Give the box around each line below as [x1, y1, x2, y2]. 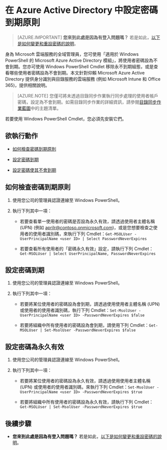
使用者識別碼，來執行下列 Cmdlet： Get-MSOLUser [33, 231, 133, 237]
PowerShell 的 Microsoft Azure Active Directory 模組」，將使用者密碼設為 [5, 57, 154, 63]
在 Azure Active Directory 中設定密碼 [5, 4, 158, 16]
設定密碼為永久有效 [5, 343, 64, 351]
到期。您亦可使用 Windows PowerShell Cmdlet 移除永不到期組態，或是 [9, 63, 154, 70]
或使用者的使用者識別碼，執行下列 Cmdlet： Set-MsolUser [19, 307, 137, 313]
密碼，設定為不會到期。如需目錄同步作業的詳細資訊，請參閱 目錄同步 [17, 99, 157, 105]
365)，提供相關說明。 [5, 82, 50, 88]
